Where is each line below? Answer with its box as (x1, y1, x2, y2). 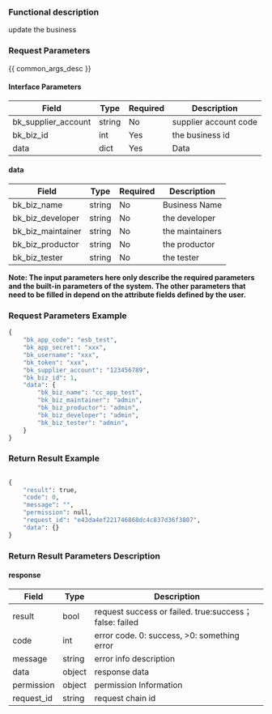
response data (94, 666, 150, 678)
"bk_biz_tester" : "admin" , (37, 419, 129, 427)
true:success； (194, 606, 253, 617)
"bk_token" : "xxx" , (23, 359, 89, 367)
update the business (8, 25, 77, 35)
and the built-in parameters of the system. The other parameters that (8, 282, 246, 291)
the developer (163, 213, 216, 223)
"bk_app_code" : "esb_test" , (23, 336, 117, 344)
